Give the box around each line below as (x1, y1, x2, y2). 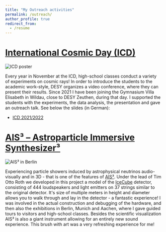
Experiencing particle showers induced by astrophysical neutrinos (5, 168, 141, 174)
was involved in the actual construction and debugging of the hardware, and (5, 200, 162, 206)
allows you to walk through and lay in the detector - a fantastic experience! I (5, 195, 161, 201)
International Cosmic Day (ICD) (5, 47, 136, 59)
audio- (141, 168, 155, 174)
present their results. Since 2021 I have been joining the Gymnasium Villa (5, 89, 154, 95)
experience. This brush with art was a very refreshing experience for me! (5, 222, 155, 227)
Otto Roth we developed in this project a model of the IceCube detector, (5, 179, 153, 185)
